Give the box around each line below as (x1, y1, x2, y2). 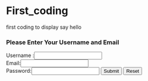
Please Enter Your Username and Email (6, 38, 119, 46)
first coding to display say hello (6, 23, 82, 31)
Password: (6, 67, 32, 75)
